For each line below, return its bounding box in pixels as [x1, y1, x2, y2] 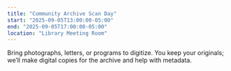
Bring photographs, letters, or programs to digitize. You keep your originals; [7, 49, 225, 57]
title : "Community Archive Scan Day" [7, 10, 117, 17]
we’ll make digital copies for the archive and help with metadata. [7, 56, 192, 65]
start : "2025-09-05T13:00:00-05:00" [7, 17, 114, 24]
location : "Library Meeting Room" [7, 29, 108, 37]
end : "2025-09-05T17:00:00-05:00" [7, 23, 108, 30]
